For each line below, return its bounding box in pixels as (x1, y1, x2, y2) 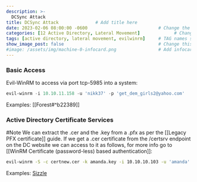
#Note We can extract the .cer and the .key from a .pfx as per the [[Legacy (6, 129, 186, 136)
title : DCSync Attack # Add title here (6, 19, 138, 25)
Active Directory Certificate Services (6, 115, 114, 123)
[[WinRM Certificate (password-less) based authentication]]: (6, 147, 152, 155)
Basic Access (6, 66, 46, 74)
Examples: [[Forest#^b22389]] (6, 101, 80, 108)
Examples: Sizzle (6, 170, 47, 177)
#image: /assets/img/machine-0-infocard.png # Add (6, 47, 172, 53)
